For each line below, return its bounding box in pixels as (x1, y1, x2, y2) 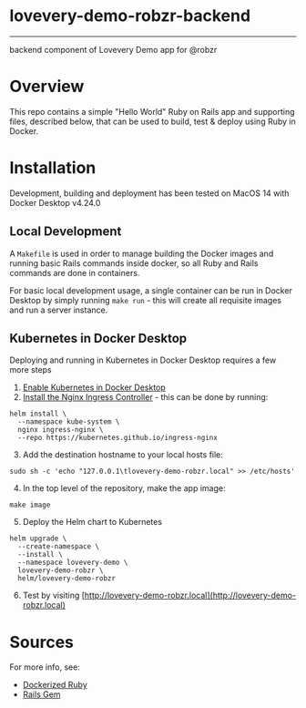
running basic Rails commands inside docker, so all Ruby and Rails (9, 257, 259, 269)
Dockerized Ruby (22, 680, 88, 691)
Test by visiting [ (22, 590, 85, 601)
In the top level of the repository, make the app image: (22, 483, 226, 494)
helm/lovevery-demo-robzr (17, 574, 117, 583)
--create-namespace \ (17, 542, 100, 551)
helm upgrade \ (9, 534, 67, 543)
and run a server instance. (9, 304, 108, 315)
